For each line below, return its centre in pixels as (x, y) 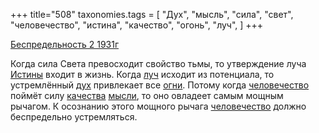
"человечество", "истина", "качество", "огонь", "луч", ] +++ (137, 25)
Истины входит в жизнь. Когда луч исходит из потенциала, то (142, 74)
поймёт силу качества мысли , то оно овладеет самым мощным (147, 95)
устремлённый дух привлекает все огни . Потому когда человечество (160, 85)
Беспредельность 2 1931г (65, 44)
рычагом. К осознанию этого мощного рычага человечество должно (158, 106)
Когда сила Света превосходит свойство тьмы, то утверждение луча (158, 63)
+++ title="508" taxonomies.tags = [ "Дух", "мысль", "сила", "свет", (152, 14)
